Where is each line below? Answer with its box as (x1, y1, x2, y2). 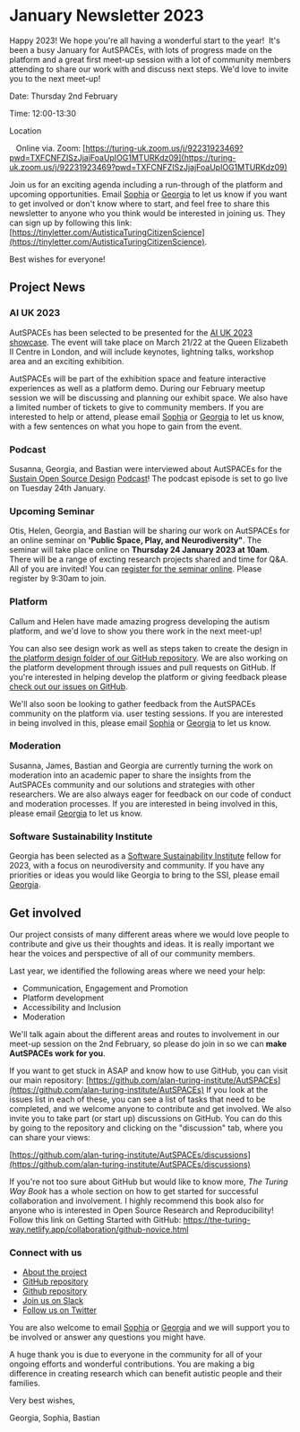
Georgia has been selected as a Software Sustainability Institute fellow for (9, 851, 282, 861)
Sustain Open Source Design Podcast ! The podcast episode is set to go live (9, 473, 288, 484)
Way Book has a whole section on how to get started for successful (9, 1185, 259, 1196)
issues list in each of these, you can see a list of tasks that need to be (9, 1094, 266, 1105)
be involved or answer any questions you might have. (9, 1332, 206, 1342)
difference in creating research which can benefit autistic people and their (9, 1368, 283, 1379)
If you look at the (205, 1084, 269, 1095)
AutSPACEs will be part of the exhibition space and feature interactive (9, 373, 267, 384)
